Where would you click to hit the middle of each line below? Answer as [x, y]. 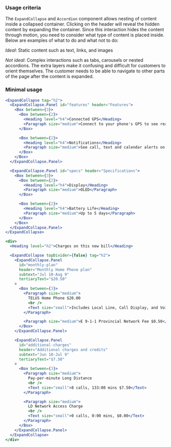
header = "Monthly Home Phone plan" [55, 269]
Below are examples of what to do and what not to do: [62, 40]
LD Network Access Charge [55, 406]
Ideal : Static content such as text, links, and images [59, 51]
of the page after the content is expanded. [50, 77]
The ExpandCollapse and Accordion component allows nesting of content [81, 19]
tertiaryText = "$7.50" [42, 359]
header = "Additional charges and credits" [63, 350]
